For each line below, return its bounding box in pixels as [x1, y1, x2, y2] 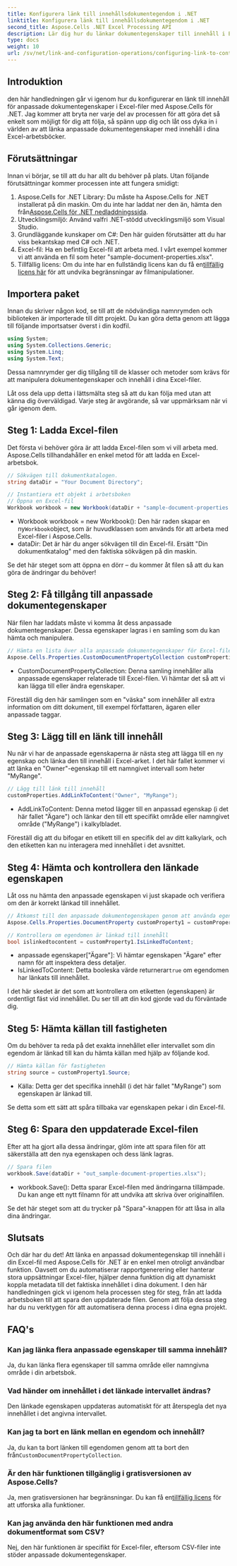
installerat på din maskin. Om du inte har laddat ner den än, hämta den [17, 200, 222, 208]
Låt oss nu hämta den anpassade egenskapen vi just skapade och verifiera [7, 891, 225, 899]
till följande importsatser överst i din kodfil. [7, 322, 131, 330]
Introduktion [7, 76, 63, 88]
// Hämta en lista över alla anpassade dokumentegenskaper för [7, 647, 197, 654]
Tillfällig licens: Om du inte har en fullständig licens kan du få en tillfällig [17, 260, 224, 268]
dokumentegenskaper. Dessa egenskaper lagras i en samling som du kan [7, 626, 220, 634]
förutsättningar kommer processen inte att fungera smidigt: [7, 179, 180, 187]
